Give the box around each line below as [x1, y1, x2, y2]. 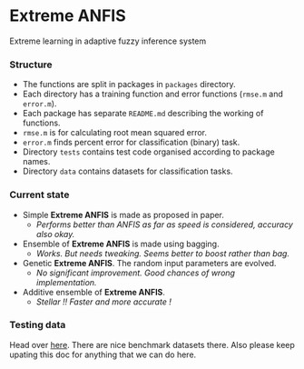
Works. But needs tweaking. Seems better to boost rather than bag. [35, 247, 290, 259]
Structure [9, 58, 53, 71]
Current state [9, 188, 70, 201]
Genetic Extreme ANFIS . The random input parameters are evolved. [22, 257, 277, 268]
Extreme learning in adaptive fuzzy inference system [9, 35, 207, 46]
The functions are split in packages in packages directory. [22, 79, 236, 90]
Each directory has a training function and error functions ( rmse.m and [22, 88, 284, 100]
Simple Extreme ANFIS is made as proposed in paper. [22, 209, 225, 220]
